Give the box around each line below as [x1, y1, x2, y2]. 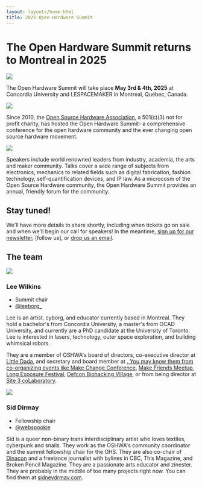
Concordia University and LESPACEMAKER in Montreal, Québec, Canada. [6, 91, 188, 98]
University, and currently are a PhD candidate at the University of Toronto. [6, 327, 191, 335]
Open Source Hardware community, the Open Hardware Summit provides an [6, 181, 197, 189]
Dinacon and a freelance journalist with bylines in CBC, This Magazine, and [6, 454, 193, 462]
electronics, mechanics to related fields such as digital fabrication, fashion [6, 169, 191, 176]
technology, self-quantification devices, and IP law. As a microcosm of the [6, 175, 191, 183]
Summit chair [14, 296, 48, 303]
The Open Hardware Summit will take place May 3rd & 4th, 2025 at [6, 84, 174, 92]
